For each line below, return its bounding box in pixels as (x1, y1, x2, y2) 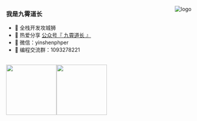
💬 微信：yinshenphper (14, 39, 69, 46)
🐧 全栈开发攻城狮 (14, 24, 56, 32)
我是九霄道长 (6, 9, 43, 18)
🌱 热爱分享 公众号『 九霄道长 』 (14, 32, 91, 39)
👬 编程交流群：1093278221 (14, 46, 81, 53)
